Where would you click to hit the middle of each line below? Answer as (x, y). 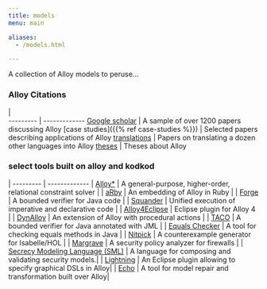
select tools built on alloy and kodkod (81, 166)
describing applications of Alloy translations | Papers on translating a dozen (132, 137)
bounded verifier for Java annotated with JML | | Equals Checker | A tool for (132, 225)
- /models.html (41, 44)
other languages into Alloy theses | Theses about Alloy (97, 146)
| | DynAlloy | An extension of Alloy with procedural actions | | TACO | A (125, 217)
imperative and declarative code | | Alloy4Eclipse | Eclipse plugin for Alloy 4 (132, 209)
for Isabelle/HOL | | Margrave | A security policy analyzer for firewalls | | (126, 242)
